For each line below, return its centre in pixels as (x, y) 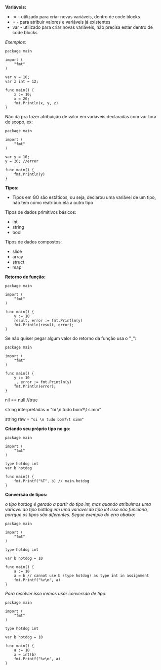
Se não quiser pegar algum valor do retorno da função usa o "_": (71, 338)
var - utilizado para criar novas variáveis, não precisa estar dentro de (82, 27)
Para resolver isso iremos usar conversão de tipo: (56, 594)
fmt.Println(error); (35, 386)
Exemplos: (16, 42)
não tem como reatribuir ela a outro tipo (53, 203)
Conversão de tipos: (26, 495)
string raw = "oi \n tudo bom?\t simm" (45, 419)
